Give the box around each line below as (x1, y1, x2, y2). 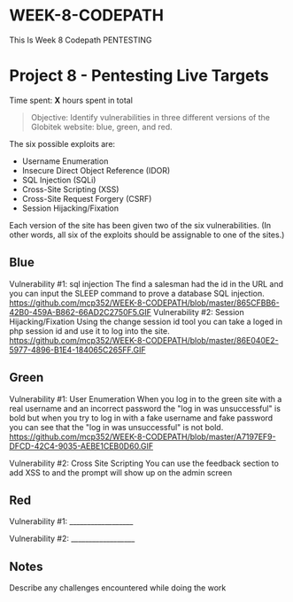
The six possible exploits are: (9, 138, 116, 149)
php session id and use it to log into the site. (9, 325, 170, 336)
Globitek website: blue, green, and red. (30, 121, 173, 132)
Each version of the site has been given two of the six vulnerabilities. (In (9, 220, 272, 230)
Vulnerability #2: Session (153, 306, 245, 317)
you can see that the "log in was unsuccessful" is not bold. (9, 421, 224, 432)
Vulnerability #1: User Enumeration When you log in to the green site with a (9, 393, 282, 404)
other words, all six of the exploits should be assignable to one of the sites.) (9, 229, 285, 240)
